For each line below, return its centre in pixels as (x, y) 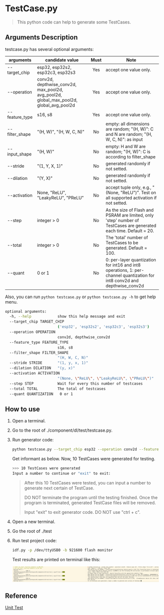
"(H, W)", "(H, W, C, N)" (61, 132)
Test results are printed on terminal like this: (56, 559)
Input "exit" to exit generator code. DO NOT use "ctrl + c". (82, 512)
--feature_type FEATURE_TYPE (39, 342)
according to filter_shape (131, 156)
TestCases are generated (131, 225)
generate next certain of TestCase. (59, 488)
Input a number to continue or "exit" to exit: (61, 473)
